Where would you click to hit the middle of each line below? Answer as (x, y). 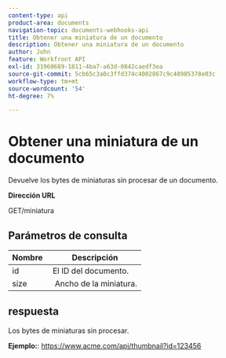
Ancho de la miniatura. (96, 284)
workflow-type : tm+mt (44, 81)
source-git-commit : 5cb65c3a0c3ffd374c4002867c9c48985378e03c (112, 74)
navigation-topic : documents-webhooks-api (78, 30)
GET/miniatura (31, 211)
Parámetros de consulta (68, 236)
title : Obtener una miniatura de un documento (86, 37)
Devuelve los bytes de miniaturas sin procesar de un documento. (113, 180)
